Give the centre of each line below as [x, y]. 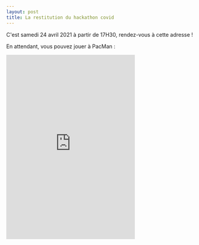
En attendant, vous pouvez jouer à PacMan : [61, 46]
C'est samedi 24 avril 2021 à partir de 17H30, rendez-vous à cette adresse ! [100, 34]
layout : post [23, 12]
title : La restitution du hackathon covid [60, 17]
